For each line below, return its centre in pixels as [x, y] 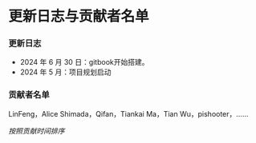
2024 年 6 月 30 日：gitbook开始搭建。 [84, 62]
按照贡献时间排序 [37, 131]
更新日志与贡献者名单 [79, 16]
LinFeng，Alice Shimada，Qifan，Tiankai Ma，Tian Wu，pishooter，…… [128, 113]
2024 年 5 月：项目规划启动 [65, 72]
